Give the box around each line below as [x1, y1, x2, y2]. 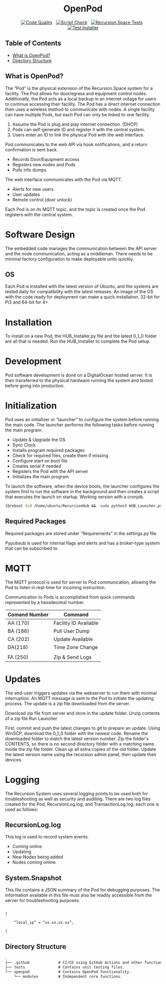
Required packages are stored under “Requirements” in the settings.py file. [5, 530, 158, 536]
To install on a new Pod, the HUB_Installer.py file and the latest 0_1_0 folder [5, 333, 157, 339]
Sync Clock [12, 442, 36, 448]
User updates [12, 191, 41, 197]
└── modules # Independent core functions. [14, 974, 123, 979]
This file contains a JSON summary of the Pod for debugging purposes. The [5, 887, 160, 893]
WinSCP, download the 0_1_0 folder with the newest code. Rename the [5, 730, 148, 736]
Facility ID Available [53, 619, 99, 626]
